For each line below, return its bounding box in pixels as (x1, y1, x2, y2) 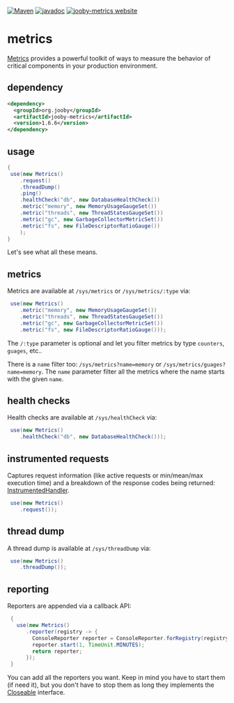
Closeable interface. (7, 688, 65, 697)
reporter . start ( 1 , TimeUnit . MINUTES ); (32, 641, 145, 649)
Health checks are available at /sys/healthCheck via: (7, 413, 157, 422)
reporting (7, 583, 49, 595)
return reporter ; (32, 648, 82, 655)
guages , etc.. (7, 346, 42, 355)
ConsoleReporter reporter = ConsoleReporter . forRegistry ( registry (32, 635, 229, 642)
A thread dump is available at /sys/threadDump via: (7, 544, 151, 552)
